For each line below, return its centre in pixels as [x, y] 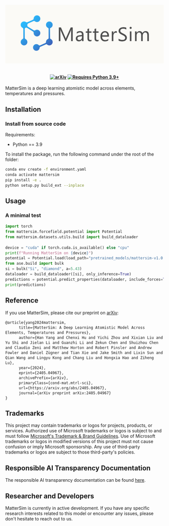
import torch [19, 227]
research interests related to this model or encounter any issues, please [79, 513]
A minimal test [23, 215]
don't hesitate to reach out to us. [39, 518]
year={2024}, [32, 368]
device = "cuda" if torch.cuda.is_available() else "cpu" [67, 248]
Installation [23, 109]
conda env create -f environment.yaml [46, 170]
